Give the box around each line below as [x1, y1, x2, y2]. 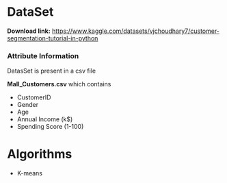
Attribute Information [7, 51, 79, 60]
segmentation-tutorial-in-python [7, 34, 98, 42]
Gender [16, 101, 39, 109]
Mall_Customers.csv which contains [7, 80, 111, 88]
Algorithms [7, 147, 72, 162]
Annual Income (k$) [16, 115, 73, 123]
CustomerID [16, 93, 51, 101]
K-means [16, 169, 43, 178]
